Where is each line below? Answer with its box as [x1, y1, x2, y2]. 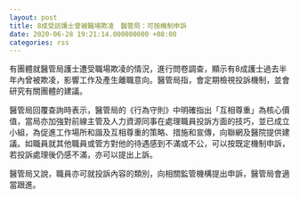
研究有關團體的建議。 [9, 86, 87, 96]
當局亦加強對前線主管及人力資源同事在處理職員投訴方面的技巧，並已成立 [24, 116, 290, 127]
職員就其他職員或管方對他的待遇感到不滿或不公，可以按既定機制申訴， [32, 138, 290, 149]
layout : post [9, 12, 58, 22]
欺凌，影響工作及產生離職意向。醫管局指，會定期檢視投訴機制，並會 [39, 75, 290, 86]
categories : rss [9, 37, 69, 47]
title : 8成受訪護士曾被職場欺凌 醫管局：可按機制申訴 [9, 21, 187, 30]
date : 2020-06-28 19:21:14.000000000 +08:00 [9, 29, 177, 38]
